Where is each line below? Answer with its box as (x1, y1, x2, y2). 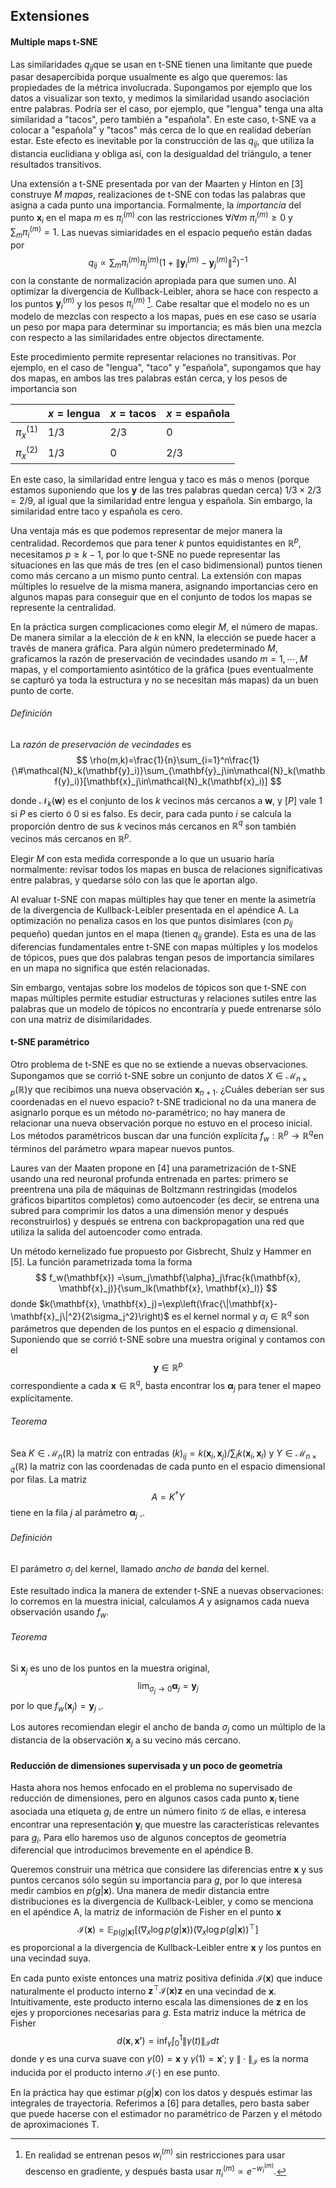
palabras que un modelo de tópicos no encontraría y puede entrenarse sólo (10, 1002, 322, 1014)
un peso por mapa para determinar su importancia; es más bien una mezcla (10, 321, 322, 333)
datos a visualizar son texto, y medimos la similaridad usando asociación (10, 92, 310, 104)
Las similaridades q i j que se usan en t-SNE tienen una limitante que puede (10, 58, 313, 73)
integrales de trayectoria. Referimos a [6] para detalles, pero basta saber (10, 2097, 310, 2109)
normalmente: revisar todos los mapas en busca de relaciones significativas (10, 864, 323, 875)
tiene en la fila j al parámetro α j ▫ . (10, 1506, 146, 1521)
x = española (166, 407, 231, 420)
